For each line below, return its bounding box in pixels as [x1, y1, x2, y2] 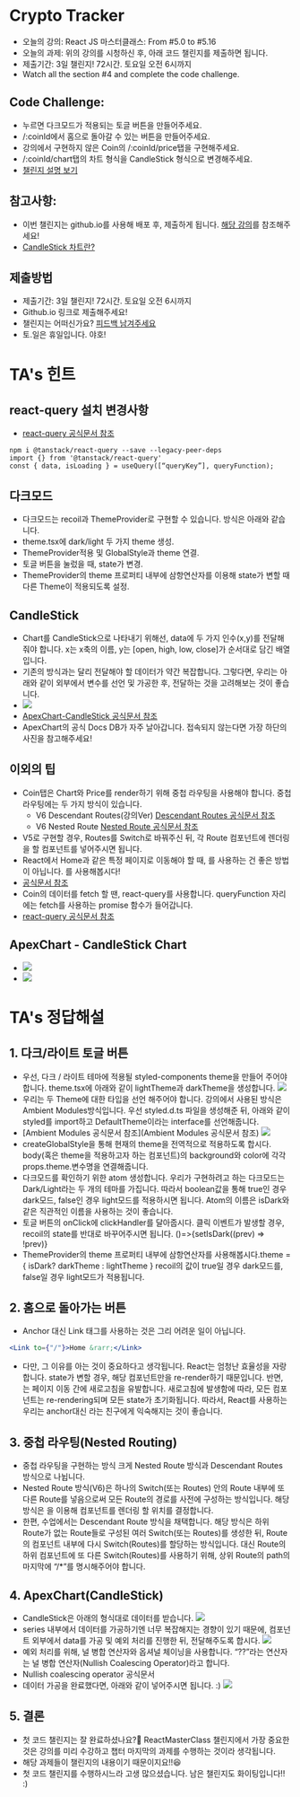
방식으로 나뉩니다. [21, 1471, 85, 1482]
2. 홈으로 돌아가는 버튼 [9, 1301, 127, 1316]
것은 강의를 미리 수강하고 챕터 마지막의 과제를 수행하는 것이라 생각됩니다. [21, 1745, 276, 1756]
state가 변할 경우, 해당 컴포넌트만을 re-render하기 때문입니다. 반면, [48, 1372, 284, 1383]
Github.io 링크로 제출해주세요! [21, 307, 128, 318]
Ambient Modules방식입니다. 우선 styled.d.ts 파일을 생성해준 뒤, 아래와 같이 [21, 1105, 291, 1116]
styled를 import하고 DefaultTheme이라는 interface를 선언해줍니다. [21, 1116, 260, 1126]
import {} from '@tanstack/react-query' [9, 454, 163, 463]
